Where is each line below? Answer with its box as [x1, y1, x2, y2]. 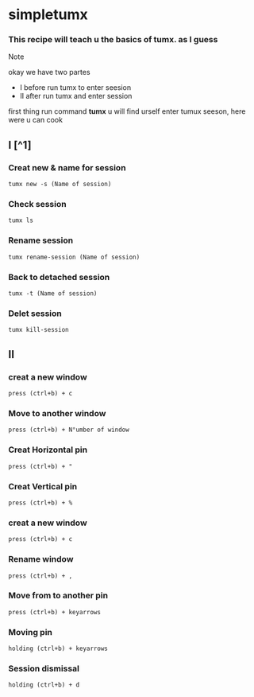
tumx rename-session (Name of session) [8, 253, 140, 261]
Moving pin [8, 626, 53, 637]
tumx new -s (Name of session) [8, 181, 112, 189]
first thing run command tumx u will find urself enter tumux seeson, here [8, 107, 246, 116]
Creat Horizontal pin [8, 444, 88, 455]
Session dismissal [8, 663, 79, 674]
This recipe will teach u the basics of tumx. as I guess [8, 34, 218, 45]
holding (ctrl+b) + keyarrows [8, 644, 109, 653]
